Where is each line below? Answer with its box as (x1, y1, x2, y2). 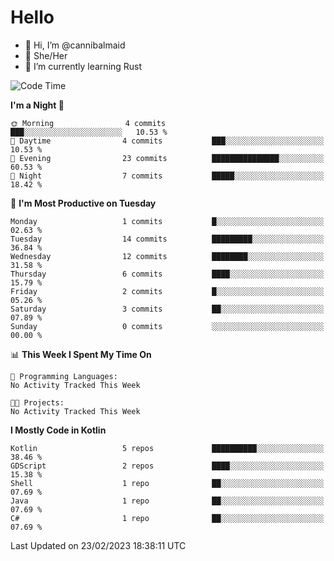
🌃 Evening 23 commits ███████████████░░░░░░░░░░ (10, 153, 325, 163)
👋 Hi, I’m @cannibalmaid (24, 39, 126, 51)
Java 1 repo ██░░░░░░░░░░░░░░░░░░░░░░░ (10, 496, 325, 506)
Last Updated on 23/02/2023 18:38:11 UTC (10, 539, 187, 551)
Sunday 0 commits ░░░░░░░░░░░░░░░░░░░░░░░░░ (10, 321, 325, 331)
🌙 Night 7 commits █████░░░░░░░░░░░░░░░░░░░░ (10, 171, 325, 181)
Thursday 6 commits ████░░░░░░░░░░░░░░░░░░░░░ (10, 269, 325, 279)
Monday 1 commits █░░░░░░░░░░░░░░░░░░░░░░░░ (10, 216, 325, 226)
